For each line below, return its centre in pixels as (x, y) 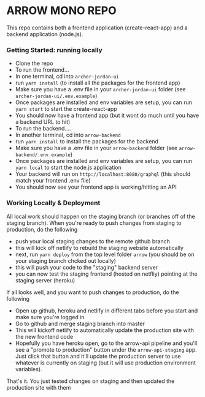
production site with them (39, 387)
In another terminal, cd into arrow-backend (68, 135)
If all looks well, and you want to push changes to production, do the (93, 292)
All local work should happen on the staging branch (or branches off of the (101, 216)
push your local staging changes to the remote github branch (93, 241)
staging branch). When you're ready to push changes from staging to (94, 223)
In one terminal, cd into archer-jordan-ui (67, 77)
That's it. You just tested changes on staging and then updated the (91, 381)
